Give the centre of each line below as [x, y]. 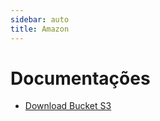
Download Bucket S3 [68, 106]
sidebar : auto [40, 19]
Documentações [80, 78]
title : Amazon [40, 29]
